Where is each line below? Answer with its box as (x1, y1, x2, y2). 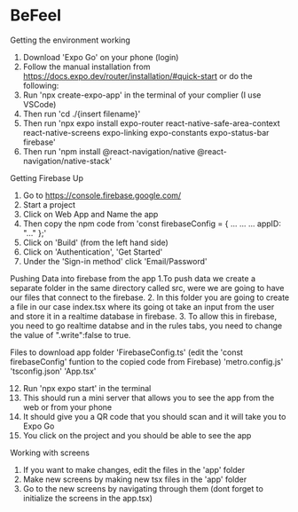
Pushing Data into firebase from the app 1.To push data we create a (10, 272, 256, 284)
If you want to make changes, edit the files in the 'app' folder (22, 464, 246, 475)
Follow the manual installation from (22, 61, 151, 72)
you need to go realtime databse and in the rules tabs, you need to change (10, 320, 283, 331)
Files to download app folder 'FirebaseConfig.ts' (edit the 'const (10, 347, 243, 358)
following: (22, 80, 59, 91)
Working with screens (10, 447, 90, 458)
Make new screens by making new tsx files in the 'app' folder (22, 474, 247, 484)
